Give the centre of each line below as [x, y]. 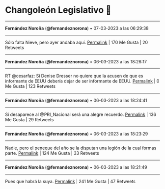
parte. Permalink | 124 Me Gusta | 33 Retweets [52, 153]
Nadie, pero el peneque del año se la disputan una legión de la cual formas [81, 148]
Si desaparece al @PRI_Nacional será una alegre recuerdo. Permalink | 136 [81, 114]
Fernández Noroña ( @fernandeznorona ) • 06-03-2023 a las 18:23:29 [77, 134]
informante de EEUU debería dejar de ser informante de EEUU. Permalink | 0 [82, 81]
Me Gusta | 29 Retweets [29, 119]
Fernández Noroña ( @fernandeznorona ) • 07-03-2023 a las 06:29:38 [77, 28]
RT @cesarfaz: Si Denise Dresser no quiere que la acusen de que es [74, 76]
